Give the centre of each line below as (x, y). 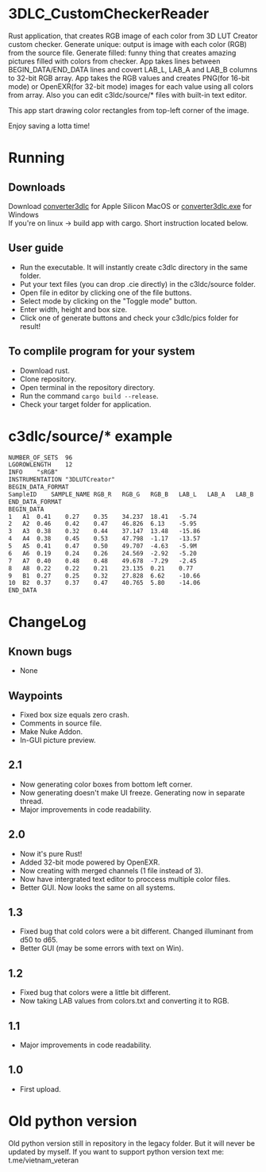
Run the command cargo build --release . (89, 396)
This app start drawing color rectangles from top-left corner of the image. (129, 110)
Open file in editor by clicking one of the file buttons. (106, 292)
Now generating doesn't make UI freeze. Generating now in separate (132, 792)
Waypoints (36, 696)
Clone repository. (48, 379)
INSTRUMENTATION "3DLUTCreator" (62, 480)
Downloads (37, 187)
